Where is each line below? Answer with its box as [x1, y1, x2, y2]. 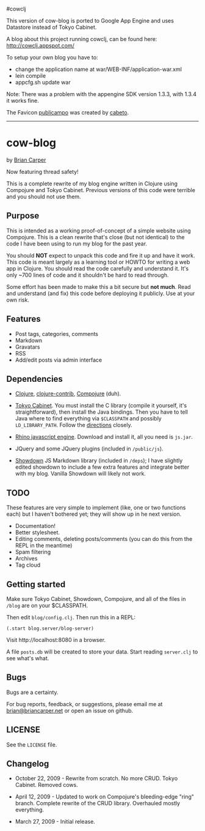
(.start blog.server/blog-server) [6, 625, 95, 632]
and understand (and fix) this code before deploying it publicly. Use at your [6, 289, 195, 297]
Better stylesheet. [15, 529, 60, 536]
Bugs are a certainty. [6, 688, 59, 696]
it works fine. [6, 97, 40, 104]
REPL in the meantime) [15, 542, 73, 550]
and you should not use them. [6, 193, 81, 200]
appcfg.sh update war [15, 79, 71, 86]
